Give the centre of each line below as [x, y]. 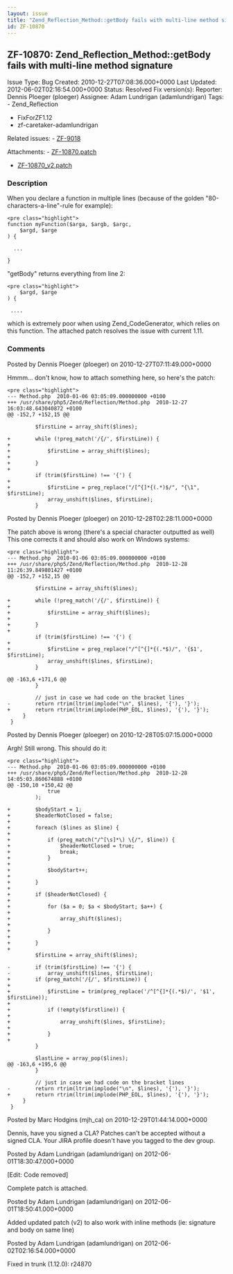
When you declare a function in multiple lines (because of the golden [106, 198]
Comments [26, 349]
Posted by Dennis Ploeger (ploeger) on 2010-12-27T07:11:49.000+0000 [109, 364]
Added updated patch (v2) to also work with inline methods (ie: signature [112, 1222]
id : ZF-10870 [26, 26]
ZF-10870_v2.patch [45, 165]
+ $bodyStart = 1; [44, 809]
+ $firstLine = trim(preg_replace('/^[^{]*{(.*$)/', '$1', [111, 991]
